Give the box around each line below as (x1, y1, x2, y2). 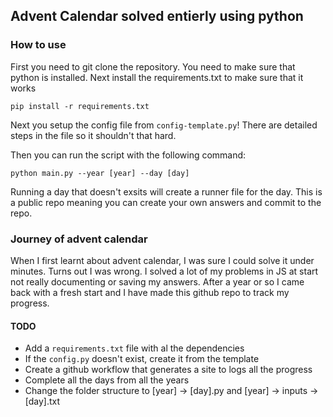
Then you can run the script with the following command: (10, 149, 247, 161)
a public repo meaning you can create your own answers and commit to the (10, 196, 322, 208)
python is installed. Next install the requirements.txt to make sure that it (10, 71, 304, 83)
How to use (10, 38, 67, 52)
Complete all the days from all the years (24, 374, 190, 386)
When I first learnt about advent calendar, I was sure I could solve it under (10, 254, 315, 266)
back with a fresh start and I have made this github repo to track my (10, 286, 290, 298)
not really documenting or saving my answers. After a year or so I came (10, 275, 305, 288)
